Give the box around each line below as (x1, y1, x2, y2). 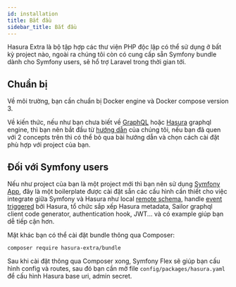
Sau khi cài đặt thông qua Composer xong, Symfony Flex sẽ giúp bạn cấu (7, 257, 221, 265)
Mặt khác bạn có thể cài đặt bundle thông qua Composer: (7, 231, 175, 239)
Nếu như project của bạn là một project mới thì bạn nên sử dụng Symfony (7, 180, 221, 188)
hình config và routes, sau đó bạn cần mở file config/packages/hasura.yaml (7, 264, 225, 272)
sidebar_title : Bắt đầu (7, 23, 77, 30)
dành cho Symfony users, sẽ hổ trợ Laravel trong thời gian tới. (7, 58, 187, 66)
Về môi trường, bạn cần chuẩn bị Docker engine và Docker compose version (7, 97, 229, 106)
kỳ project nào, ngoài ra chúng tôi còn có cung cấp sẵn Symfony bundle (7, 50, 217, 59)
